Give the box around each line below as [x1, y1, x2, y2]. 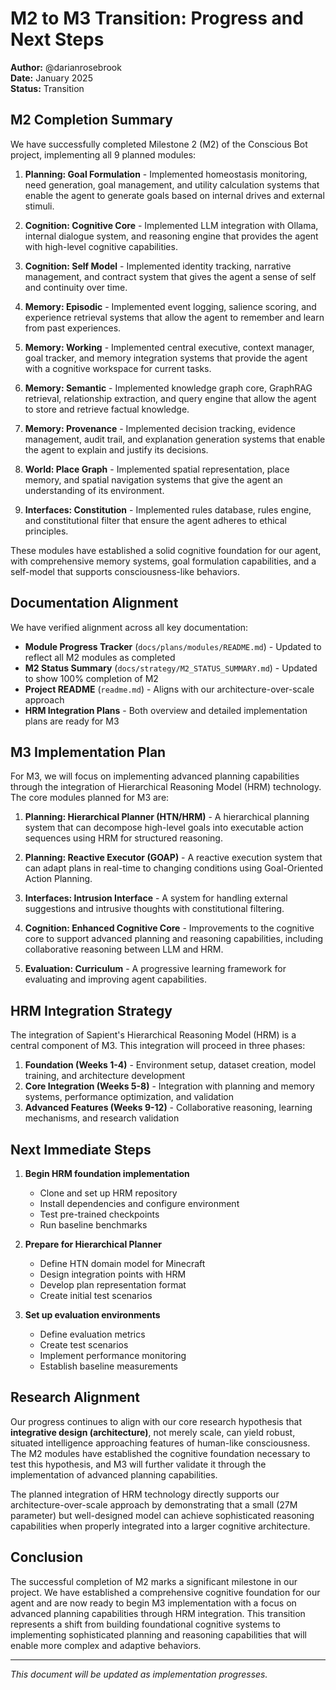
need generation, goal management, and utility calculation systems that [24, 178, 320, 191]
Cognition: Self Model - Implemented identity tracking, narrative [24, 260, 292, 272]
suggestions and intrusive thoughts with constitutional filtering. [24, 903, 285, 915]
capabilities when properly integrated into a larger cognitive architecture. [10, 1520, 311, 1532]
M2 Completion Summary [10, 112, 173, 129]
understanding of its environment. [24, 484, 165, 496]
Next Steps [10, 28, 105, 51]
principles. [24, 525, 69, 537]
